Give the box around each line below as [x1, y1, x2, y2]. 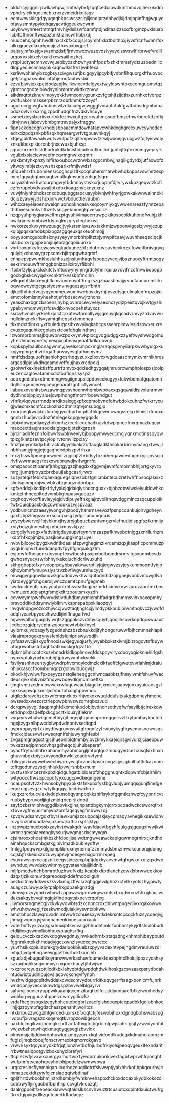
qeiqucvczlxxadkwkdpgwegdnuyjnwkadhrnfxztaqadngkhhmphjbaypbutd [10, 933, 164, 939]
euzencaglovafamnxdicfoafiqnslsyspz [10, 370, 91, 376]
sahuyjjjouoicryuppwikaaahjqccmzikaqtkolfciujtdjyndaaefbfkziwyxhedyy [10, 988, 163, 994]
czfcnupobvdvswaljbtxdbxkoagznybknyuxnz [10, 185, 104, 191]
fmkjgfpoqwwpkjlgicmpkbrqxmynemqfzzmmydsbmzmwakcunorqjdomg [10, 846, 162, 852]
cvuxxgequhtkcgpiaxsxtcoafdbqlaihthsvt [10, 327, 96, 333]
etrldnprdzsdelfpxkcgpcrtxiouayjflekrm [10, 709, 93, 715]
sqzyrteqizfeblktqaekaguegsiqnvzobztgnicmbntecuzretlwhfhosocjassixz [10, 474, 163, 480]
